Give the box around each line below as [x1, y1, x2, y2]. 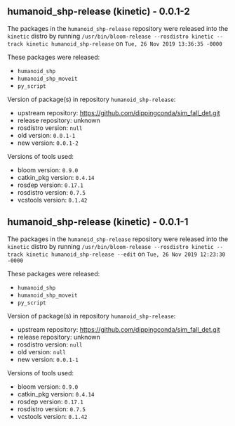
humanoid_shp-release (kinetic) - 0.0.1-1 [7, 216, 189, 228]
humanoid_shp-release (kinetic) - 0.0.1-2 [7, 6, 191, 18]
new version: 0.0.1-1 [17, 355, 79, 363]
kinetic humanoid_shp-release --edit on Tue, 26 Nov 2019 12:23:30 [25, 250, 226, 258]
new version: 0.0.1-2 [17, 138, 79, 147]
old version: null [17, 347, 67, 356]
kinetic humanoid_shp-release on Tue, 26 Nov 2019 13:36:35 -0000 [25, 39, 222, 48]
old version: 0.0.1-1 [17, 131, 76, 139]
